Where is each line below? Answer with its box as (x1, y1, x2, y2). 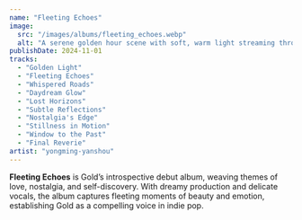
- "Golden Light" (17, 64, 83, 73)
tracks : (9, 55, 39, 64)
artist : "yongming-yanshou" (9, 146, 115, 155)
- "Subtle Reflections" (17, 105, 106, 114)
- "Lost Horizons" (17, 96, 87, 106)
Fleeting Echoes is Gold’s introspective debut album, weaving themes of (9, 172, 279, 182)
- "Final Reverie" (17, 138, 87, 147)
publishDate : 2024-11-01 (9, 47, 102, 56)
